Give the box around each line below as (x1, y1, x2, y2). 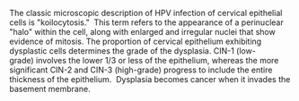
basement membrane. (9, 84, 92, 94)
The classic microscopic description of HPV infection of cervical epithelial (9, 8, 283, 18)
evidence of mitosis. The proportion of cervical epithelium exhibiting (9, 36, 262, 46)
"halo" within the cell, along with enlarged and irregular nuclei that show (9, 27, 276, 37)
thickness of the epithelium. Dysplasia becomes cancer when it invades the (9, 74, 291, 84)
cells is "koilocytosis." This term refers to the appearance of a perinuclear (9, 17, 285, 28)
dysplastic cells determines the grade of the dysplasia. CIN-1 (9, 46, 235, 56)
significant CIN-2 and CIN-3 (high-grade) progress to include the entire (9, 64, 273, 75)
